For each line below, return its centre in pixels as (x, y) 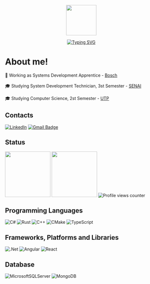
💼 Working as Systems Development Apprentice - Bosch (61, 75)
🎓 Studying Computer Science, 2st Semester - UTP (57, 98)
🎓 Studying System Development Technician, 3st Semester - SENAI (73, 86)
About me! (27, 62)
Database (20, 264)
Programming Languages (44, 210)
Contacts (19, 115)
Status (15, 142)
